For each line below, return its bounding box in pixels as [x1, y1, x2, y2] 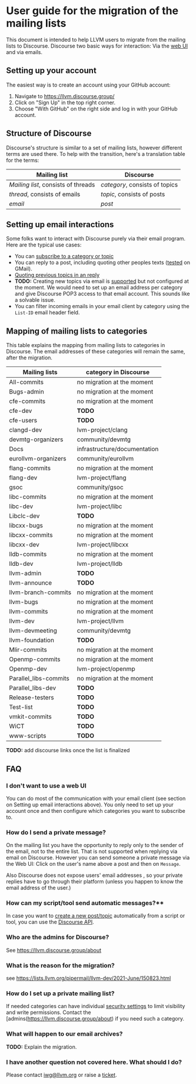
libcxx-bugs [9, 522, 43, 530]
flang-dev [9, 473, 38, 482]
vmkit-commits [9, 713, 52, 721]
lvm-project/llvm [77, 617, 124, 625]
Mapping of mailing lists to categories [6, 326, 148, 336]
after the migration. [6, 354, 53, 361]
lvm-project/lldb [77, 560, 122, 568]
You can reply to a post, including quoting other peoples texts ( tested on [14, 259, 190, 266]
